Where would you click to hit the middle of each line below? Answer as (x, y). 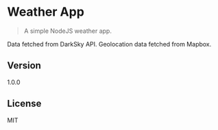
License (24, 104)
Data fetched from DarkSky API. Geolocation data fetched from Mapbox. (109, 44)
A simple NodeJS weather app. (68, 31)
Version (24, 66)
